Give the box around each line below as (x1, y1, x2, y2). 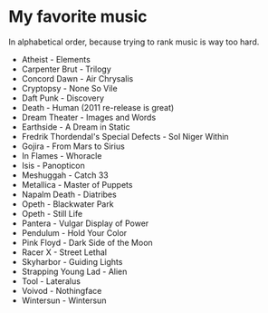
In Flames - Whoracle (21, 150, 102, 161)
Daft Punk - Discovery (21, 93, 105, 103)
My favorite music (8, 6, 148, 27)
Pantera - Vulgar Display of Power (21, 218, 149, 229)
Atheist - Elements (21, 54, 91, 64)
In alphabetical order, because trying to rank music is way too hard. (8, 36, 260, 47)
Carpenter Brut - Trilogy (21, 64, 112, 74)
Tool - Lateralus (21, 275, 81, 287)
